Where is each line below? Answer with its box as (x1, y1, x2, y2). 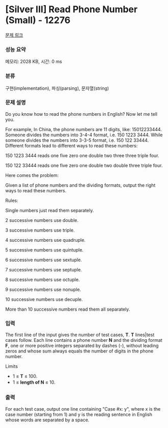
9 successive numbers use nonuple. (5, 286, 81, 292)
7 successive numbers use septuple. (5, 266, 82, 272)
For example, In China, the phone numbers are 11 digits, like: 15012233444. (5, 126, 162, 132)
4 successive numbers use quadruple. (5, 237, 86, 243)
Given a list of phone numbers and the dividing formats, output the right (5, 182, 156, 188)
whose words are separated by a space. (5, 417, 90, 423)
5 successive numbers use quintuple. (5, 246, 84, 253)
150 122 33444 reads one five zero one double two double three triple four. (5, 162, 163, 168)
